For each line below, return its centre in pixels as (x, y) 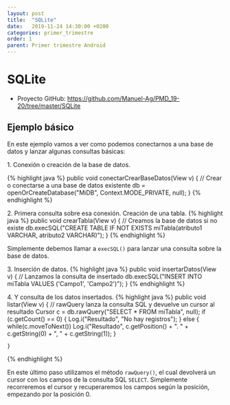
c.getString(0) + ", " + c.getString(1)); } (62, 333)
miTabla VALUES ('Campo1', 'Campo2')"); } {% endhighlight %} (96, 283)
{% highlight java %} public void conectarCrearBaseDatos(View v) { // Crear (114, 178)
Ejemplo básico (41, 128)
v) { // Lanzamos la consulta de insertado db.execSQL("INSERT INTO (105, 276)
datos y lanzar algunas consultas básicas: (66, 151)
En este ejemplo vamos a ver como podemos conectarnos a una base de (110, 144)
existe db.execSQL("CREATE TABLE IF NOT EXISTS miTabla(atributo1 (105, 228)
